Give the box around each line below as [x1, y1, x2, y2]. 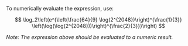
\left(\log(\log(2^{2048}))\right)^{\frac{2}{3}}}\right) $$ [32, 23, 165, 29]
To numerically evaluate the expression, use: [6, 5, 114, 12]
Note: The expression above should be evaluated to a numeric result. [6, 34, 173, 40]
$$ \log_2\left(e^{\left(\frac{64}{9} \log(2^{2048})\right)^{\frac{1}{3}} [14, 16, 183, 23]
